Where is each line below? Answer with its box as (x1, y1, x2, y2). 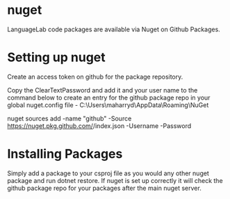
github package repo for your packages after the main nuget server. (7, 184, 202, 192)
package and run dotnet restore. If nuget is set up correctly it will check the (7, 176, 224, 184)
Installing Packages (7, 146, 123, 162)
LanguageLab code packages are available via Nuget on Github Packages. (7, 25, 220, 33)
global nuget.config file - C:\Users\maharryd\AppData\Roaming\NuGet (7, 100, 209, 109)
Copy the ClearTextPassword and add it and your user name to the (7, 86, 198, 94)
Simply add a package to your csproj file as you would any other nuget (7, 169, 210, 177)
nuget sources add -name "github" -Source (7, 114, 132, 122)
